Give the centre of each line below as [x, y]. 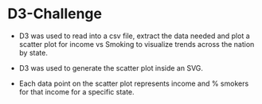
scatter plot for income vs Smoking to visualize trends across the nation [137, 44]
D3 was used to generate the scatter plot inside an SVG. [111, 67]
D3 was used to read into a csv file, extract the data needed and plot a [134, 36]
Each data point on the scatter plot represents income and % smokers [134, 83]
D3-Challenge [55, 14]
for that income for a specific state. [76, 91]
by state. [33, 52]
